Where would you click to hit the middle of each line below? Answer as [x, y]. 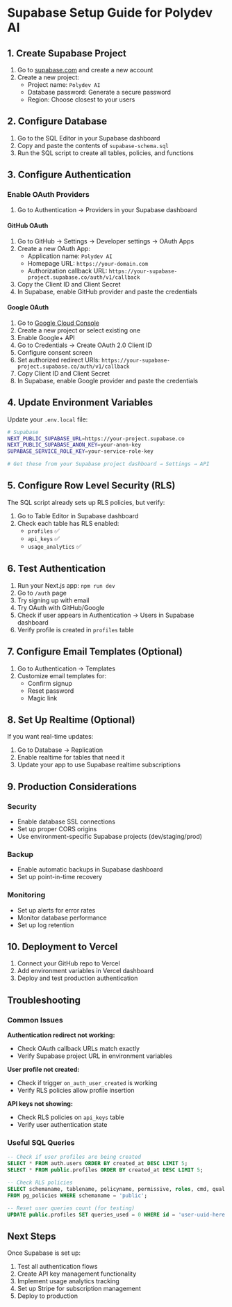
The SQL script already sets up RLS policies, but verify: [86, 502]
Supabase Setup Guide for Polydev [110, 13]
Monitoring [26, 895]
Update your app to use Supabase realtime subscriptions [99, 765]
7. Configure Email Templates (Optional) [95, 652]
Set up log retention [45, 925]
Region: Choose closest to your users [81, 99]
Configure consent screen [55, 352]
